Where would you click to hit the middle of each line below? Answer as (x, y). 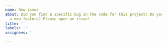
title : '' (15, 23)
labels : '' (16, 28)
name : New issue (22, 10)
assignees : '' (20, 33)
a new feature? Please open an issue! (50, 19)
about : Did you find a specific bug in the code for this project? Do (80, 14)
